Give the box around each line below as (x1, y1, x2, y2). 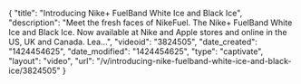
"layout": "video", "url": (8, 56, 95, 66)
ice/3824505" (8, 65, 61, 76)
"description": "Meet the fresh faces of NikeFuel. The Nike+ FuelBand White (8, 17, 293, 28)
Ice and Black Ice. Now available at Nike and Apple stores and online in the (8, 27, 287, 37)
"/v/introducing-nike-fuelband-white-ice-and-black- (96, 56, 292, 66)
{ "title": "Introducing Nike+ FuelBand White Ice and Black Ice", (8, 8, 243, 18)
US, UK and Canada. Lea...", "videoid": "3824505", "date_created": (8, 36, 257, 47)
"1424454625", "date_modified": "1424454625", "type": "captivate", (8, 46, 264, 57)
